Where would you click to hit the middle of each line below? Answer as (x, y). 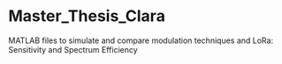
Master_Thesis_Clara (87, 16)
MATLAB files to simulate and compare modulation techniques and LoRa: (141, 40)
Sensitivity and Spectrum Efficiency (73, 49)
